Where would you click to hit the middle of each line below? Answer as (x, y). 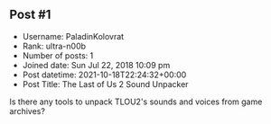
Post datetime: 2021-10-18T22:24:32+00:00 (104, 75)
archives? (27, 111)
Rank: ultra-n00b (54, 46)
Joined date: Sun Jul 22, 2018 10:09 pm (96, 65)
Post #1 (30, 15)
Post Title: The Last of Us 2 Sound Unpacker (105, 84)
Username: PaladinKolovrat (73, 36)
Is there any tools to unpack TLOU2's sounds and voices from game (136, 102)
